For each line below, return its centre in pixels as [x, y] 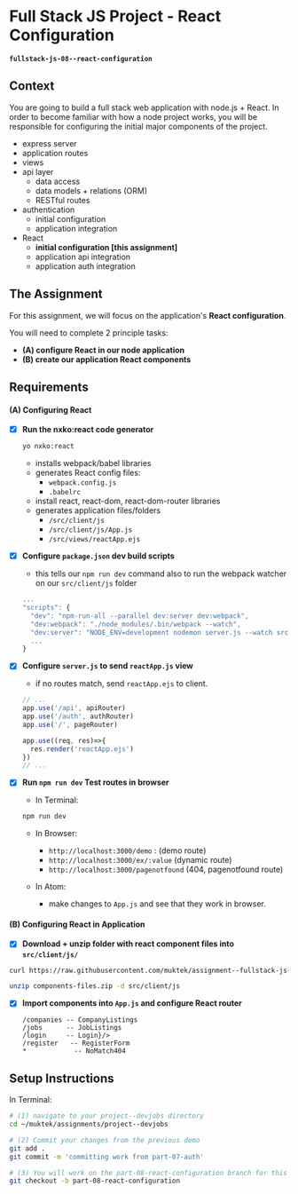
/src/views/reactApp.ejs [94, 540]
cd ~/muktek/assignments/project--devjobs [89, 1125]
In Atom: [51, 887]
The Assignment [56, 294]
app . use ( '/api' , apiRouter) [74, 708]
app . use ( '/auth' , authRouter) [78, 716]
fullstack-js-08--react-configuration [81, 59]
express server [49, 143]
